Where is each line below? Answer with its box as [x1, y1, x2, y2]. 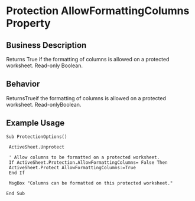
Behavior [6, 79, 40, 89]
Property [6, 17, 51, 30]
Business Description [6, 40, 87, 50]
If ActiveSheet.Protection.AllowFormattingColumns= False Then [8, 159, 168, 166]
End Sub [6, 190, 25, 196]
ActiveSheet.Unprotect [8, 144, 65, 150]
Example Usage [6, 118, 65, 128]
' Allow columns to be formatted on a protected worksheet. [8, 154, 160, 160]
